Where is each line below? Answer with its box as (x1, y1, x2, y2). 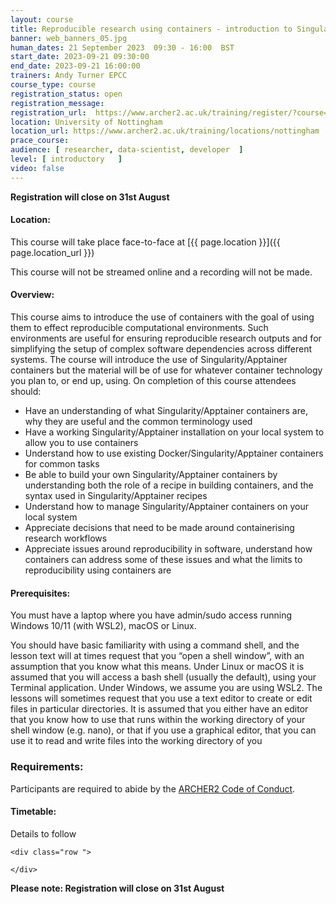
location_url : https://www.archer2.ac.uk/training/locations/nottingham (10, 126, 320, 136)
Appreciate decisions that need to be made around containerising (24, 522, 295, 534)
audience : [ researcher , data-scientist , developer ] (10, 145, 244, 155)
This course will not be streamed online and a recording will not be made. (10, 266, 313, 278)
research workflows (24, 532, 108, 545)
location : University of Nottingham (10, 117, 163, 127)
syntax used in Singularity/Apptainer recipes (24, 490, 208, 502)
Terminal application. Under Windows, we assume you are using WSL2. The (10, 682, 323, 694)
